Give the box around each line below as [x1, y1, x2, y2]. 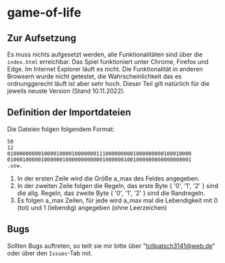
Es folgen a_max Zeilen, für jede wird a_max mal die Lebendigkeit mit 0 [16, 196, 218, 204]
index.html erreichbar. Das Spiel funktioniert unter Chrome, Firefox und [7, 58, 209, 66]
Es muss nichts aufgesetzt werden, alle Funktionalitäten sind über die [7, 50, 203, 58]
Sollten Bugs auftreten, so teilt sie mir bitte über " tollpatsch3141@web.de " [7, 242, 216, 250]
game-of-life [7, 5, 82, 21]
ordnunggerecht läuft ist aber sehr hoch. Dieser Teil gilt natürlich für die [7, 80, 210, 87]
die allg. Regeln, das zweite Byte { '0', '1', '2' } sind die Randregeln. [16, 189, 206, 197]
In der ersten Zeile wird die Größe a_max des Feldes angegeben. [16, 174, 200, 183]
